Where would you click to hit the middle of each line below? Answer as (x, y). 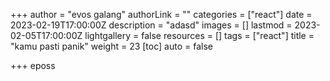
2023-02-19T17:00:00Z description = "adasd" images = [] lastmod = (151, 25)
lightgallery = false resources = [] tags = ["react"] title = (199, 35)
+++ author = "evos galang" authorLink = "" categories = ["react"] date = (161, 14)
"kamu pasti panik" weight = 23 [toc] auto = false (111, 46)
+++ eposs (33, 65)
